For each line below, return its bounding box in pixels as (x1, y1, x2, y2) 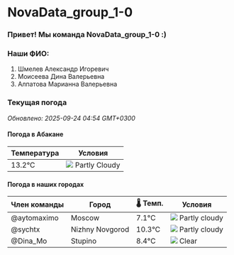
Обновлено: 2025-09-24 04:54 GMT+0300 (7, 114, 136, 122)
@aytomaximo (11, 213, 59, 223)
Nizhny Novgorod (70, 224, 130, 234)
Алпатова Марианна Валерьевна (17, 80, 118, 89)
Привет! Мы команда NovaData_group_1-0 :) (7, 30, 167, 40)
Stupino (70, 236, 97, 246)
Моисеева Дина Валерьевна (17, 72, 105, 81)
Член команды (11, 200, 65, 210)
